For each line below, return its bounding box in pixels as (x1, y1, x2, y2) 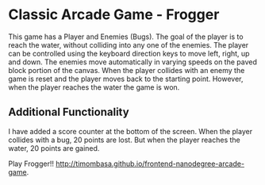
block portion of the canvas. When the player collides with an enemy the (8, 65, 245, 75)
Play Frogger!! (8, 159, 54, 168)
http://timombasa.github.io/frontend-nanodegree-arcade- (55, 159, 244, 168)
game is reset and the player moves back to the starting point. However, (8, 74, 244, 83)
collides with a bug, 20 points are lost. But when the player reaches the (8, 135, 240, 145)
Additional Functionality (8, 106, 129, 119)
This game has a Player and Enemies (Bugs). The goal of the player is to (8, 32, 244, 41)
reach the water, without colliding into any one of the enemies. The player (8, 40, 249, 49)
